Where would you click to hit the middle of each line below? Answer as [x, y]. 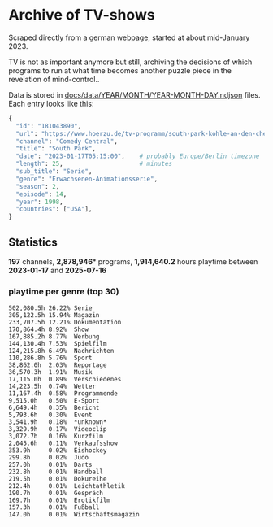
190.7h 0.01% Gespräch [56, 494]
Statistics [33, 242]
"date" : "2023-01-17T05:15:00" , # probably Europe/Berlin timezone [138, 156]
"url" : [27, 133]
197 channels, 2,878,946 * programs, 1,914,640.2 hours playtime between [133, 261]
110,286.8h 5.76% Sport [50, 358]
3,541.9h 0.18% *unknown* [58, 422]
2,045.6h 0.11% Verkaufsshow [63, 444]
